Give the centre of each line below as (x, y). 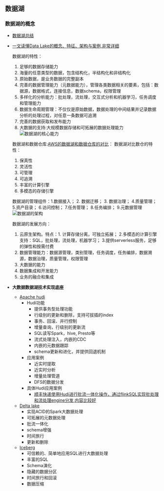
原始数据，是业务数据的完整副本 (51, 79)
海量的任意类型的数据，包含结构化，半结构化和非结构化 (75, 73)
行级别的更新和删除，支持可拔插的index (74, 315)
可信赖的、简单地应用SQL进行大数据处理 (67, 453)
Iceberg (27, 447)
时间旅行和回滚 (42, 477)
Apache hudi (32, 297)
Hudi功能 (36, 303)
